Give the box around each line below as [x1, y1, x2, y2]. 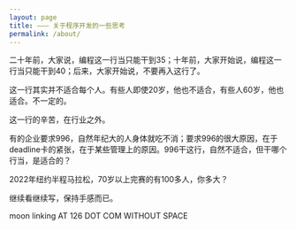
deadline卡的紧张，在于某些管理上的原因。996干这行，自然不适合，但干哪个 [9, 144, 287, 155]
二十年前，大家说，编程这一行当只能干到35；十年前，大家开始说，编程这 [9, 55, 274, 65]
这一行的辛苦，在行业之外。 [9, 114, 110, 125]
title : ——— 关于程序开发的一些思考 [9, 21, 125, 30]
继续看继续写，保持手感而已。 [9, 193, 118, 203]
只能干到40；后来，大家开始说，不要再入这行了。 [24, 65, 205, 76]
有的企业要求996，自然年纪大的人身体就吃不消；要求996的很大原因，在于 [9, 134, 278, 144]
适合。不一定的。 [9, 96, 72, 106]
